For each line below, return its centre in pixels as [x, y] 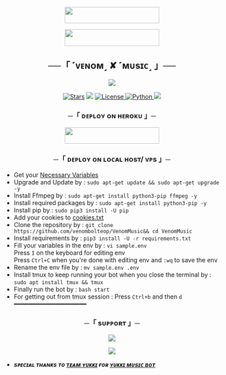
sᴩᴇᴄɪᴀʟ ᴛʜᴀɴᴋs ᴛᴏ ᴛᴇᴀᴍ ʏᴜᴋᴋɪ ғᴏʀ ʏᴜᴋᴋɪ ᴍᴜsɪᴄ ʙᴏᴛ [84, 365]
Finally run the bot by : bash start [61, 289]
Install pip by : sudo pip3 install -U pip [71, 210]
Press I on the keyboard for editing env [69, 253]
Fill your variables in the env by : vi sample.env [80, 245]
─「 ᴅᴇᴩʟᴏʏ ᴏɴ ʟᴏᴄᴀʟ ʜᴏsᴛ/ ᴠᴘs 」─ [112, 160]
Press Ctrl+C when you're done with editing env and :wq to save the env [115, 260]
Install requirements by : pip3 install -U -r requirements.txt [102, 238]
